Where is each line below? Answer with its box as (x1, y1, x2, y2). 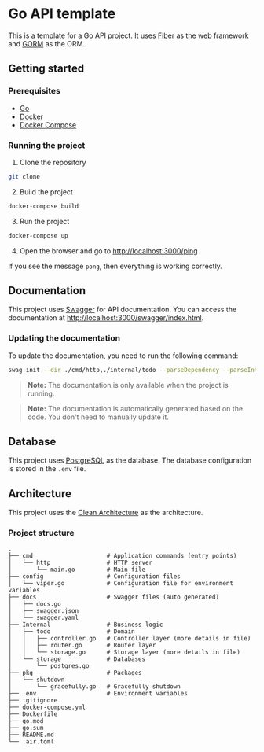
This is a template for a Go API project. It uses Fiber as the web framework (8, 31, 249, 40)
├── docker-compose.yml (8, 703, 86, 712)
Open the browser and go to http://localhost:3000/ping (19, 245, 198, 256)
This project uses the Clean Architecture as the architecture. (8, 508, 203, 518)
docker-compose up (8, 231, 68, 240)
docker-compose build (8, 202, 79, 210)
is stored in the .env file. (8, 464, 86, 474)
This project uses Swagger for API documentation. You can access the (8, 304, 237, 315)
